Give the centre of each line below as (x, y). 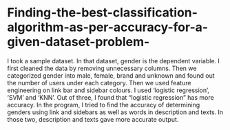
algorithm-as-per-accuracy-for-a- (108, 27)
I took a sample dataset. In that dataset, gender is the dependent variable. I (114, 61)
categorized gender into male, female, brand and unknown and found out (111, 75)
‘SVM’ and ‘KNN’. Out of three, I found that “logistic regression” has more (111, 97)
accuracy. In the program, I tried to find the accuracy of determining (104, 105)
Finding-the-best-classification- (103, 13)
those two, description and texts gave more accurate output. (93, 119)
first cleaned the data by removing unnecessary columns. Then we (102, 68)
